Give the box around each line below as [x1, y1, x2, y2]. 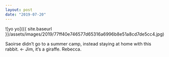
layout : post [5, 7, 33, 12]
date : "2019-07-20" [5, 12, 46, 17]
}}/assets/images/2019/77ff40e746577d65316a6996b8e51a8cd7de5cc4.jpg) [5, 31, 164, 37]
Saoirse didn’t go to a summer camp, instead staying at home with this [5, 40, 151, 46]
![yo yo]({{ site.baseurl [5, 25, 52, 31]
